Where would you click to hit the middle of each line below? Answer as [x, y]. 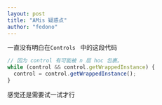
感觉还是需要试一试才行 [41, 94]
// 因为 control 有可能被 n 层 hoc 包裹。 [65, 61]
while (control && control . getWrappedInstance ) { [81, 67]
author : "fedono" [33, 27]
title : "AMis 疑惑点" [37, 20]
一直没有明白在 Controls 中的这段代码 [62, 48]
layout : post [26, 14]
